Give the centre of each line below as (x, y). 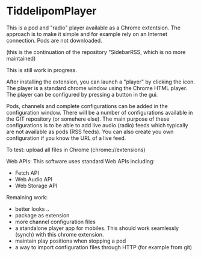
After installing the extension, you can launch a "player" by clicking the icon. (101, 82)
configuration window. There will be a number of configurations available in (100, 112)
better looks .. (32, 209)
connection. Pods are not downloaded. (54, 40)
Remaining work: (27, 197)
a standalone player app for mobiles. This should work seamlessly (97, 228)
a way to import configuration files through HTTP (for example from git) (104, 247)
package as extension (42, 215)
